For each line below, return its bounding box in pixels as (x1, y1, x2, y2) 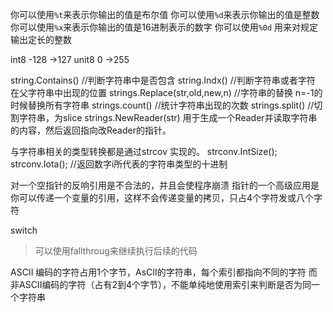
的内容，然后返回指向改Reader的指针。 (10, 124, 172, 136)
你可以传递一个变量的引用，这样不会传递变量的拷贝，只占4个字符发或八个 (10, 192, 315, 203)
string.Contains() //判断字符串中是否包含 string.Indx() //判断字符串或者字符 (10, 74, 316, 86)
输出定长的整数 (10, 34, 72, 45)
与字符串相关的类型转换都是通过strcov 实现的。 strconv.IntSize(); (10, 146, 278, 157)
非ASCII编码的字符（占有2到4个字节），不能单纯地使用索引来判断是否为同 (10, 279, 312, 290)
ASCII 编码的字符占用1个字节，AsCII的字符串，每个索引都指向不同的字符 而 (10, 266, 318, 278)
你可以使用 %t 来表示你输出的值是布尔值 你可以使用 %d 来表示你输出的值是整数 (10, 9, 320, 20)
